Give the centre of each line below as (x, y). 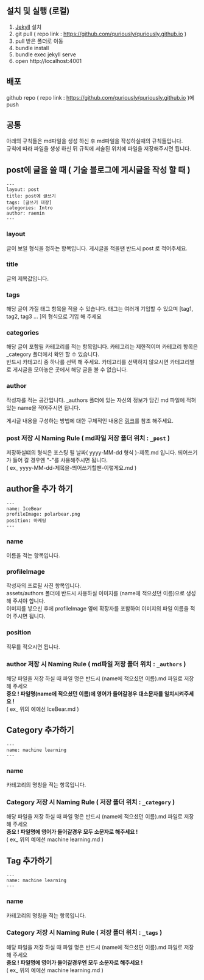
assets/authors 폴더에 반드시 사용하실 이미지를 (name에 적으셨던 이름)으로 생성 (101, 593)
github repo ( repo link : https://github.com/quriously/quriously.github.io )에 (100, 97)
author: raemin (26, 213)
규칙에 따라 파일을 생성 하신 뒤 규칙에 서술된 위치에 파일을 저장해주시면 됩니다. (99, 149)
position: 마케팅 (26, 521)
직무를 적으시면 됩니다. (33, 647)
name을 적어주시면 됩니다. (49, 407)
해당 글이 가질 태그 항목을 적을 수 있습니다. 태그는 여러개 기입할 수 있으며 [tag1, (100, 309)
